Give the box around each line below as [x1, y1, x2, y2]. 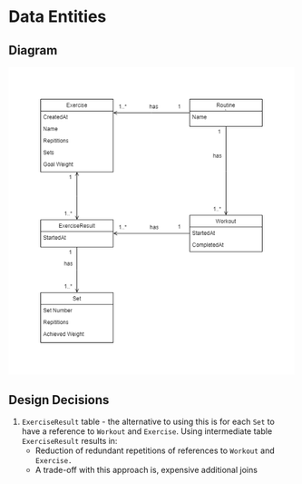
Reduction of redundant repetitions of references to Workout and [34, 445, 276, 456]
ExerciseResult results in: [21, 436, 118, 447]
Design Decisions [8, 392, 110, 408]
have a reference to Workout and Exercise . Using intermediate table [21, 426, 273, 437]
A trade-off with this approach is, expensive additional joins [34, 465, 258, 476]
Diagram [8, 43, 58, 58]
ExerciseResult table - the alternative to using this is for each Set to [21, 416, 276, 428]
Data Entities [8, 6, 107, 27]
